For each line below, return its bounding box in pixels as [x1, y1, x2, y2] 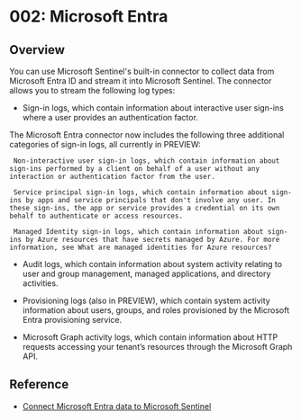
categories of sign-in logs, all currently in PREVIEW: [9, 139, 201, 149]
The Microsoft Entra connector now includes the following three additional [9, 130, 285, 140]
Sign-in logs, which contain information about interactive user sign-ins [22, 103, 284, 113]
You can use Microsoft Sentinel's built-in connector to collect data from [9, 66, 275, 76]
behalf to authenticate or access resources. [9, 211, 183, 220]
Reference [9, 377, 69, 392]
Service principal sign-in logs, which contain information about [13, 188, 269, 197]
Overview [9, 42, 66, 58]
